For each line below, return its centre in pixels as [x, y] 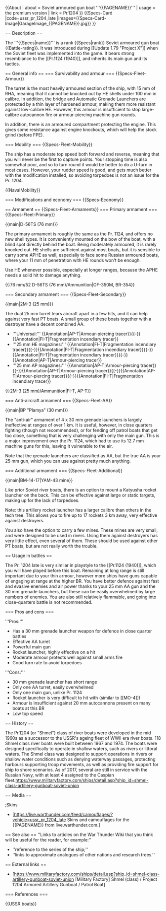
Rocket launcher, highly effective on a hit [54, 652]
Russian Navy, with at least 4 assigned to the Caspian [60, 775]
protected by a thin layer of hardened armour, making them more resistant [80, 104]
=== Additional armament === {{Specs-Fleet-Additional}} [64, 471]
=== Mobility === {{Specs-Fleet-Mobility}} [49, 144]
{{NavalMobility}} [23, 190]
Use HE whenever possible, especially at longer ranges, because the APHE [82, 270]
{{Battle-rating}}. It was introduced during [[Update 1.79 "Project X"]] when [82, 48]
